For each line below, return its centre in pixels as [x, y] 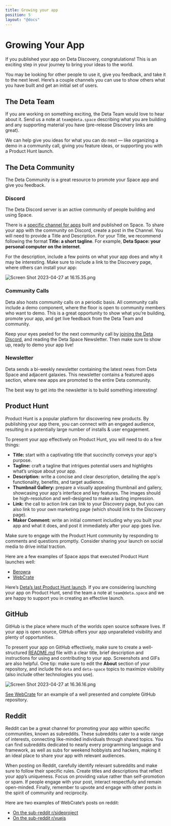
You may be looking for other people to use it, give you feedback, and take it [86, 74]
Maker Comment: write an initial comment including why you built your [87, 520]
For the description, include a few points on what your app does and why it [84, 257]
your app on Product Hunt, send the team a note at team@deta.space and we [85, 593]
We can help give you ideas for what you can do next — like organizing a [82, 140]
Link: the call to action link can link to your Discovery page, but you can [88, 504]
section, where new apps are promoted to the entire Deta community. [78, 380]
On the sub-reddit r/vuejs [39, 818]
